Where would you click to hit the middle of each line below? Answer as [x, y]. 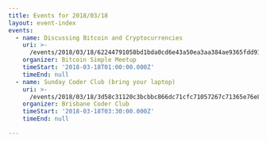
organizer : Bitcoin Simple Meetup [79, 60]
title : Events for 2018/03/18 [58, 15]
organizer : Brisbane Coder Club [76, 104]
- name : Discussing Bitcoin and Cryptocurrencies [99, 38]
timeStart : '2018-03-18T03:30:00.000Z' [89, 112]
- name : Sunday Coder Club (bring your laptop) [96, 82]
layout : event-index [43, 23]
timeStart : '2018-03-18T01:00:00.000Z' [89, 67]
